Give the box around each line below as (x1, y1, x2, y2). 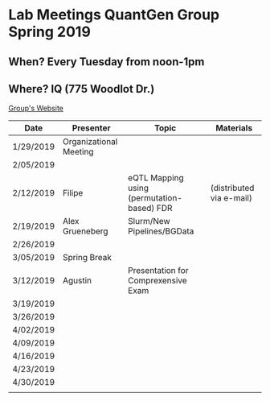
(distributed (210, 183, 255, 194)
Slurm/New (128, 216, 170, 227)
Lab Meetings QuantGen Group (8, 6, 219, 24)
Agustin (63, 275, 92, 287)
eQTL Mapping (128, 172, 184, 184)
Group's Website (8, 103, 64, 114)
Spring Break (63, 252, 112, 263)
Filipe (63, 188, 84, 199)
